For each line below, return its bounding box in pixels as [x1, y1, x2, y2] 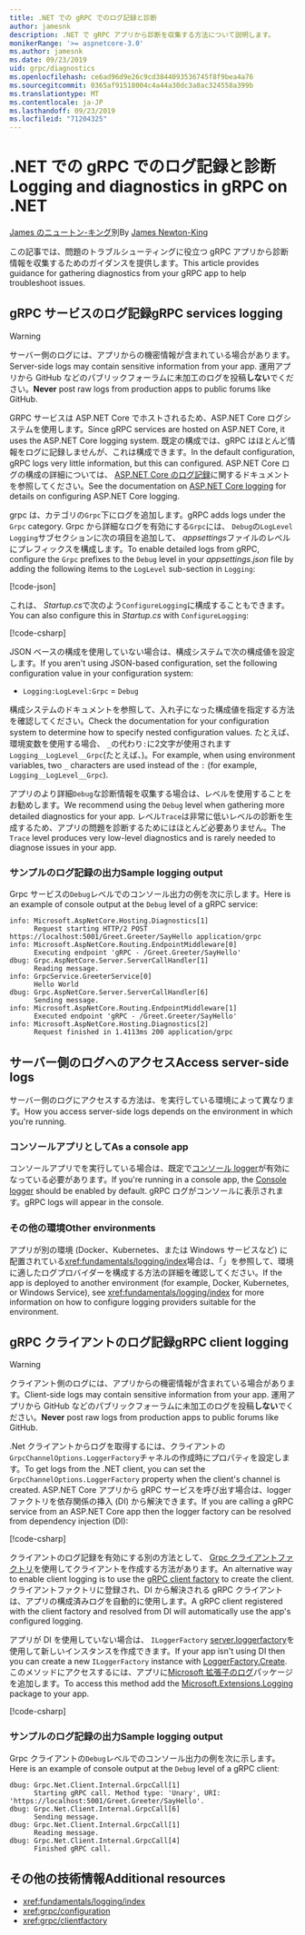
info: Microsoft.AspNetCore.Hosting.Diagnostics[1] [9, 916, 209, 926]
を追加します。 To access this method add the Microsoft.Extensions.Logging [9, 1678, 293, 1689]
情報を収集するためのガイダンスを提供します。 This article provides [9, 258, 260, 269]
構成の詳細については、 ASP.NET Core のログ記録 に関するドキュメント [25, 469, 290, 479]
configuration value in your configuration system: [9, 667, 193, 678]
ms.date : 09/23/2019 [9, 55, 88, 64]
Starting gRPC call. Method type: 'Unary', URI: [33, 1788, 221, 1798]
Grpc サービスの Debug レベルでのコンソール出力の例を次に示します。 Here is [9, 889, 291, 900]
